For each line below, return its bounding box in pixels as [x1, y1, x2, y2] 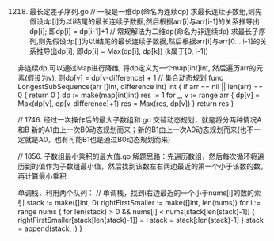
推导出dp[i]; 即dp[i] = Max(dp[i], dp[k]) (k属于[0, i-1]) [36, 47, 209, 55]
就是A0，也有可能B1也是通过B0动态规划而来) [24, 135, 171, 144]
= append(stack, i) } [17, 224, 83, 233]
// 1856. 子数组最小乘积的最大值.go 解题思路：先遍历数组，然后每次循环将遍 [17, 152, 264, 160]
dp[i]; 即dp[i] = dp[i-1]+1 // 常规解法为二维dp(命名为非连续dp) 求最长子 [29, 27, 259, 36]
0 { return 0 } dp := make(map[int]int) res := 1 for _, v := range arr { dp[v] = [17, 90, 261, 100]
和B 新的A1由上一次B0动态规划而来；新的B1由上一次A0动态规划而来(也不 [17, 125, 254, 134]
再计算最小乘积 [17, 171, 67, 180]
